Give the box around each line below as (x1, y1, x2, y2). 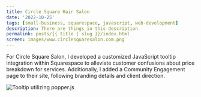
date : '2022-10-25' (6, 14, 55, 20)
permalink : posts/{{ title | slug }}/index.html (6, 31, 130, 37)
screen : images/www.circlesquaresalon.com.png (6, 37, 125, 43)
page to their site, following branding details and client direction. (6, 72, 166, 79)
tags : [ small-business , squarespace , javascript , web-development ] (6, 20, 179, 26)
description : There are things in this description (6, 25, 138, 32)
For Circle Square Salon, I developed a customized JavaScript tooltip (6, 53, 176, 60)
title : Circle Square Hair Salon (6, 8, 90, 15)
